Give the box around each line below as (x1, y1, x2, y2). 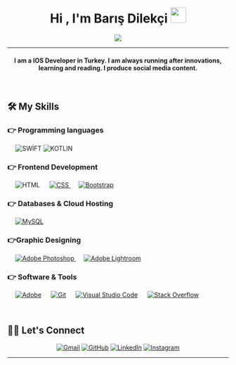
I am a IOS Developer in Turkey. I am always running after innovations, (13, 56, 223, 65)
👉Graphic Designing (7, 236, 81, 245)
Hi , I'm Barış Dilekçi (50, 11, 169, 27)
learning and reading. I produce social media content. (38, 63, 198, 72)
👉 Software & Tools (7, 271, 77, 281)
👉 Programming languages (7, 125, 104, 135)
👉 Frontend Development (7, 162, 98, 172)
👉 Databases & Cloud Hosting (7, 199, 114, 209)
